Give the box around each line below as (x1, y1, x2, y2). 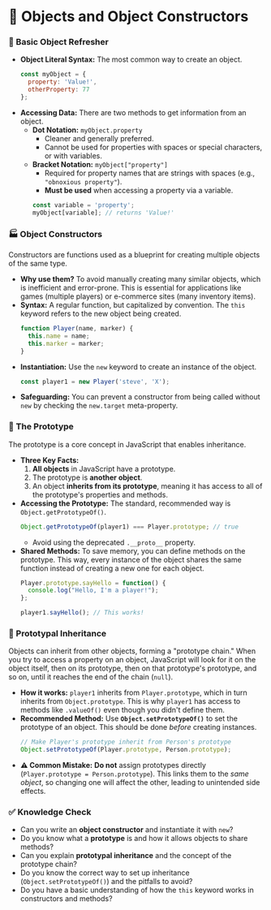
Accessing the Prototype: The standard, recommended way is (19, 498, 231, 508)
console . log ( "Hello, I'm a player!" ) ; (28, 586, 159, 595)
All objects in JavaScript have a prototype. (32, 464, 176, 473)
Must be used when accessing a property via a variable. (44, 185, 234, 195)
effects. (19, 787, 46, 796)
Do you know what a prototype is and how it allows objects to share (19, 834, 248, 843)
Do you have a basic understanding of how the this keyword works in (19, 885, 254, 895)
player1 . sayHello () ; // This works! (19, 609, 144, 617)
